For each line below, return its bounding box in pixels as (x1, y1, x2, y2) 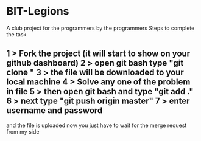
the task (6, 30, 27, 38)
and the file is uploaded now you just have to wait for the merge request (6, 122, 187, 129)
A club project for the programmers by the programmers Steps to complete (6, 24, 195, 32)
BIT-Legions (6, 4, 69, 18)
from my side (6, 128, 40, 135)
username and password (6, 105, 103, 116)
